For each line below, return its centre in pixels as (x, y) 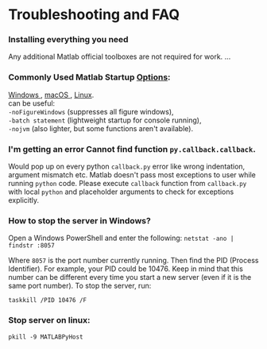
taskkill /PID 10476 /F (48, 301)
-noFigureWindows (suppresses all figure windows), (91, 111)
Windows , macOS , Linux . (51, 95)
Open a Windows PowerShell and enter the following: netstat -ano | (121, 238)
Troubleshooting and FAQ (94, 15)
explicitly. (24, 200)
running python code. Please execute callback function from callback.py (128, 184)
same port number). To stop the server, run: (80, 286)
